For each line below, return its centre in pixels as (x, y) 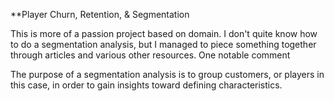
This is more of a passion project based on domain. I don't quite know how (164, 33)
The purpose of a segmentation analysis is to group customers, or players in (167, 74)
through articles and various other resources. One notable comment (150, 55)
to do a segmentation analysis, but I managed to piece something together (163, 44)
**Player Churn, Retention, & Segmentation (100, 14)
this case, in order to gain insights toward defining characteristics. (146, 85)
